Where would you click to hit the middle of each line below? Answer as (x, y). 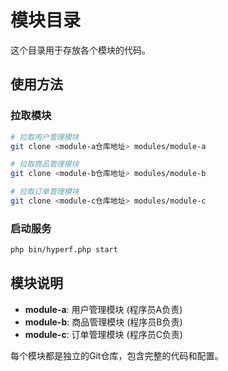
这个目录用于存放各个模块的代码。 (80, 50)
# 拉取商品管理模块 (45, 164)
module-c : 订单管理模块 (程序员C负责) (103, 334)
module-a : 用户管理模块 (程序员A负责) (103, 309)
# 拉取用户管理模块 (45, 137)
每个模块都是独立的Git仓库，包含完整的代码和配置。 (117, 355)
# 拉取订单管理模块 (45, 192)
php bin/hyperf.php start (64, 250)
